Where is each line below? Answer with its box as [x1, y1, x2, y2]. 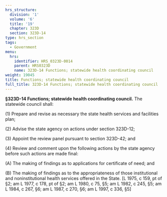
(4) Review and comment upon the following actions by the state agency [5, 145, 155, 151]
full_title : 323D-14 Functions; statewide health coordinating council [5, 82, 158, 87]
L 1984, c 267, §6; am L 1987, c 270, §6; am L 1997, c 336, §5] [5, 186, 131, 192]
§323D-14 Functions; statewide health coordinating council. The [5, 96, 143, 102]
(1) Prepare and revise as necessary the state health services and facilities [5, 111, 159, 117]
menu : [5, 49, 17, 54]
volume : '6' [10, 17, 35, 22]
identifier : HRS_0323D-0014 [14, 59, 73, 64]
